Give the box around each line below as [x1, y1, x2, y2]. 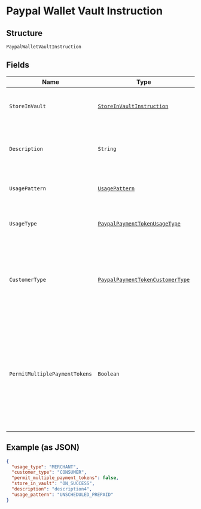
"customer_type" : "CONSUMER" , [11, 470, 87, 476]
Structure [6, 28, 43, 38]
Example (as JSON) [6, 443, 80, 453]
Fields [6, 60, 30, 70]
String [98, 145, 117, 152]
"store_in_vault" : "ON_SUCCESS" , [11, 480, 95, 487]
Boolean [98, 370, 120, 377]
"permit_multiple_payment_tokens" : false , [11, 475, 119, 481]
